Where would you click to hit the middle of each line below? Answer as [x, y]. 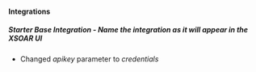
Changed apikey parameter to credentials [89, 59]
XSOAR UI [25, 38]
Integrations [29, 11]
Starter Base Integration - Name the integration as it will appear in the [128, 30]
